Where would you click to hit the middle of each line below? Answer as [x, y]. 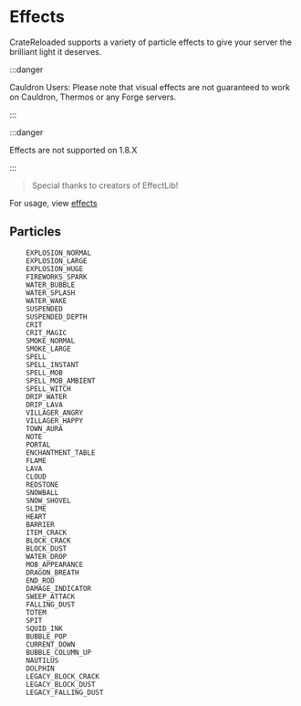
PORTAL [38, 445]
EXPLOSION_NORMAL [59, 253]
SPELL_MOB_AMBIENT [61, 381]
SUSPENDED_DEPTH [57, 317]
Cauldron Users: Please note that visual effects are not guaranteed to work [150, 87]
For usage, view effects [53, 203]
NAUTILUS [42, 660]
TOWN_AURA [45, 428]
